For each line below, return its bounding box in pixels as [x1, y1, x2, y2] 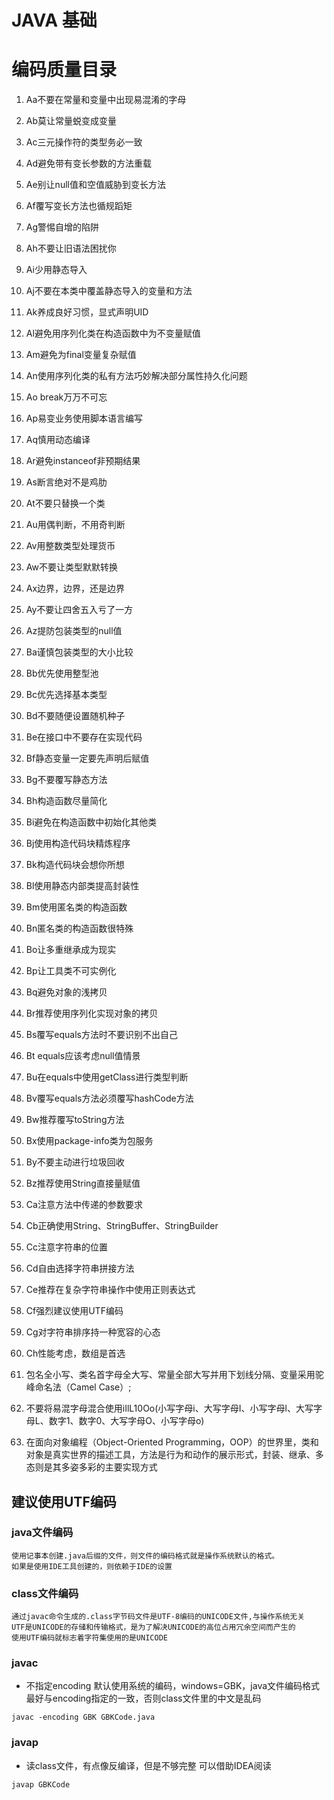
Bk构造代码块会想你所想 [25, 859, 125, 871]
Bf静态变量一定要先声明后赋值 [25, 752, 150, 765]
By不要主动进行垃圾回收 [25, 1156, 125, 1168]
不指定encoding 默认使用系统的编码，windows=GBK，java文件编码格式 [25, 1680, 321, 1692]
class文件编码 [11, 1586, 79, 1600]
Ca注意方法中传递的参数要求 [25, 1199, 143, 1211]
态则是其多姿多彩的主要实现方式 [25, 1461, 158, 1473]
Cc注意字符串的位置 [25, 1241, 109, 1253]
